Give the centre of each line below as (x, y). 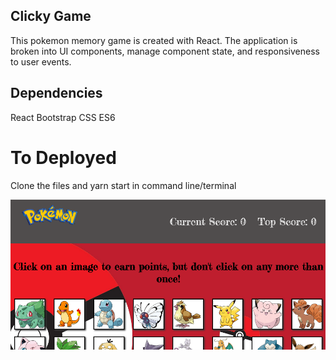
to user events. (41, 61)
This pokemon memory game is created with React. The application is (154, 40)
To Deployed (63, 157)
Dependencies (56, 93)
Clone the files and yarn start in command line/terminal (123, 185)
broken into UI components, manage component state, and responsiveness (165, 51)
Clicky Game (51, 16)
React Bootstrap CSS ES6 (63, 117)
